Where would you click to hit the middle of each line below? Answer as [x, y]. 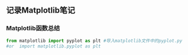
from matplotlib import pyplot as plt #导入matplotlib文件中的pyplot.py [94, 41]
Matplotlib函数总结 [33, 28]
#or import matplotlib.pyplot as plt [53, 46]
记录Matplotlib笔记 [41, 10]
